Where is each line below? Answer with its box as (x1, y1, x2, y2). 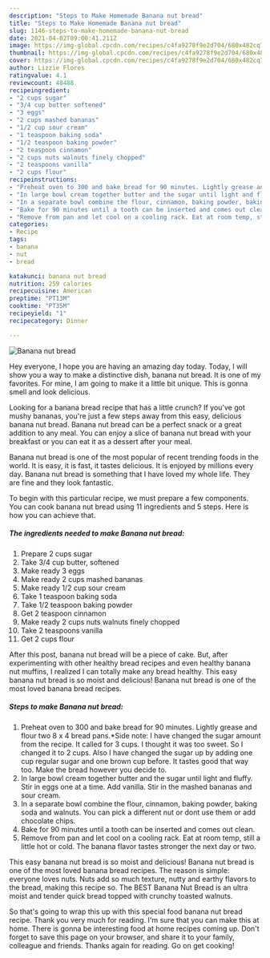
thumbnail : (9, 49, 46, 57)
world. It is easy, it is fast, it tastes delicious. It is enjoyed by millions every (9, 460, 254, 470)
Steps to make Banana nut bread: (9, 702, 123, 712)
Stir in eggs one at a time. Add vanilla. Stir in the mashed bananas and (20, 782, 252, 791)
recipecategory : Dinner (9, 317, 89, 325)
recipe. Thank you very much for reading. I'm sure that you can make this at (9, 915, 260, 924)
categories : (9, 220, 49, 228)
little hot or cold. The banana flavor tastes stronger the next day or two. (20, 841, 256, 851)
